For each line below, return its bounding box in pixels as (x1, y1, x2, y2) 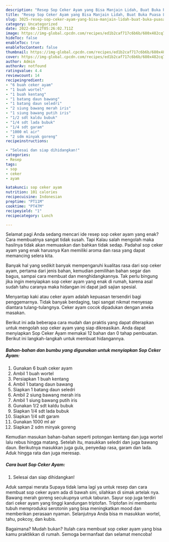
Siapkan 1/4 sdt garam (13, 413, 60, 419)
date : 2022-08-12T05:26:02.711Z (6, 26, 73, 31)
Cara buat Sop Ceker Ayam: (6, 461, 66, 467)
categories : (6, 152, 31, 158)
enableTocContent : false (6, 45, 58, 50)
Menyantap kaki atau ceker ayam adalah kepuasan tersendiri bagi (6, 293, 141, 300)
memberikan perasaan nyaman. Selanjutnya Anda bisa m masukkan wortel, (6, 511, 161, 517)
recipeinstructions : (6, 139, 49, 144)
